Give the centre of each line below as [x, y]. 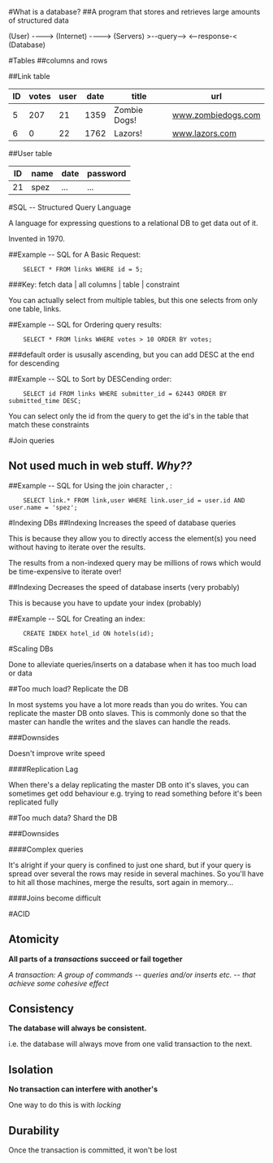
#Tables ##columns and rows [58, 61]
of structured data [39, 20]
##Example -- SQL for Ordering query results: [85, 325]
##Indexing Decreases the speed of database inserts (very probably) [124, 587]
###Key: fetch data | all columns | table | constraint [94, 284]
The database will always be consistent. [78, 1028]
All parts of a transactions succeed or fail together [95, 959]
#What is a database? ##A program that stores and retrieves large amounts [134, 12]
